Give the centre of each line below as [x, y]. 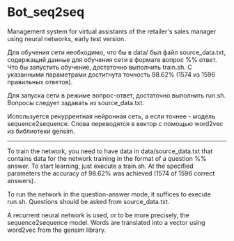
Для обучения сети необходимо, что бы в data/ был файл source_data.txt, [117, 52]
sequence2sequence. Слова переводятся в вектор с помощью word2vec [115, 123]
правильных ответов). [40, 81]
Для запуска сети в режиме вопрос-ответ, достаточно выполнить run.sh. [117, 95]
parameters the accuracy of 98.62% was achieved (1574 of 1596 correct [111, 173]
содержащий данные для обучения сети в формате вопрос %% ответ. [112, 59]
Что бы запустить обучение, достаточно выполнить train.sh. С [100, 67]
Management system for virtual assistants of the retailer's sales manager [112, 31]
